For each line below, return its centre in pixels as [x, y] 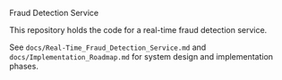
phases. [24, 66]
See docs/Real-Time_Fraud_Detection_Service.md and [108, 47]
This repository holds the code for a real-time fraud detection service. [138, 30]
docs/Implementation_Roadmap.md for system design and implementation [141, 56]
